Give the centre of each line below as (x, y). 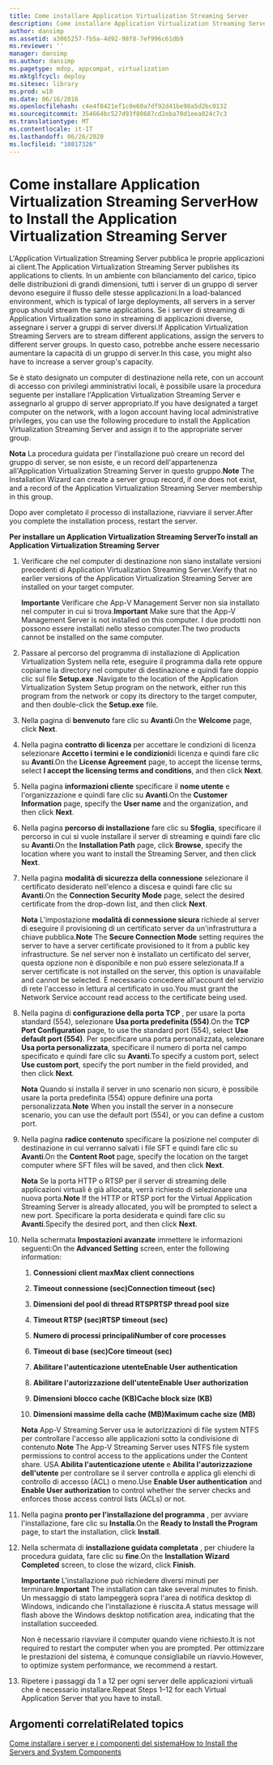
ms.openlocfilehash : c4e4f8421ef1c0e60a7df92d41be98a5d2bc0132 (118, 106)
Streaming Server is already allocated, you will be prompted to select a (139, 1207)
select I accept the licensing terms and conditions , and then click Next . (142, 771)
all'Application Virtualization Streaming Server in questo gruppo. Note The (132, 471)
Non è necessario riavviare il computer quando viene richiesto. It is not (138, 1639)
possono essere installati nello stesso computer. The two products (131, 629)
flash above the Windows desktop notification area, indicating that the (138, 1615)
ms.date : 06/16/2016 (44, 99)
